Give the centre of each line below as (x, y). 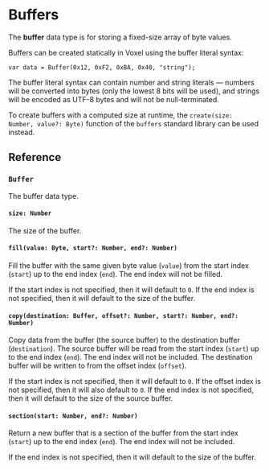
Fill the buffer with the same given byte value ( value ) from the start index (128, 266)
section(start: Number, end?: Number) (73, 416)
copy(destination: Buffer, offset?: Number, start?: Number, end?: (124, 315)
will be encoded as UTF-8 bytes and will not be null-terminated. (114, 99)
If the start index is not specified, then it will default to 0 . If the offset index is (134, 381)
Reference (35, 157)
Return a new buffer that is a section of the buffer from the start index (123, 433)
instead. (22, 132)
